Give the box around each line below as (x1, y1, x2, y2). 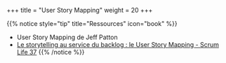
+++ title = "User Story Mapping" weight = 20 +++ (6, 6, 153, 14)
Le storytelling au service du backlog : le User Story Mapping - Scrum (16, 41, 219, 48)
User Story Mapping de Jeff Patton (16, 33, 118, 41)
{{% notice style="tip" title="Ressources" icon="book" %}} (6, 20, 178, 27)
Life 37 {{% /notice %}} (16, 48, 85, 56)
